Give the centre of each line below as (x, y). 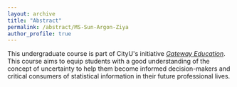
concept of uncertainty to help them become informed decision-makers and (119, 69)
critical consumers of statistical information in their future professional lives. (119, 76)
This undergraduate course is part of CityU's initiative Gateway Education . (116, 54)
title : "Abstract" (35, 21)
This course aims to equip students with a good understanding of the (109, 62)
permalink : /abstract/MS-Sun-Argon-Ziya (68, 27)
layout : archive (31, 14)
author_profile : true (39, 34)
